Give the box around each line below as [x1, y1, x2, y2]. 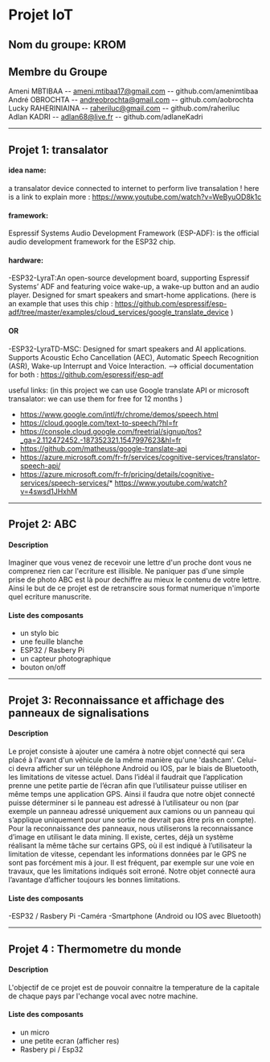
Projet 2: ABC [8, 517, 77, 531]
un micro [19, 1027, 50, 1037]
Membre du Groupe [8, 64, 108, 78]
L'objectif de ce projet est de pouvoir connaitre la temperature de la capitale [8, 982, 260, 992]
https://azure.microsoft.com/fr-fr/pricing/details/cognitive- [19, 469, 215, 479]
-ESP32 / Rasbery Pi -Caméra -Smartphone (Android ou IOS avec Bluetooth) [8, 911, 262, 921]
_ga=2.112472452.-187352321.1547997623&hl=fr [19, 435, 182, 445]
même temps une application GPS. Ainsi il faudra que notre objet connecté [8, 789, 256, 799]
